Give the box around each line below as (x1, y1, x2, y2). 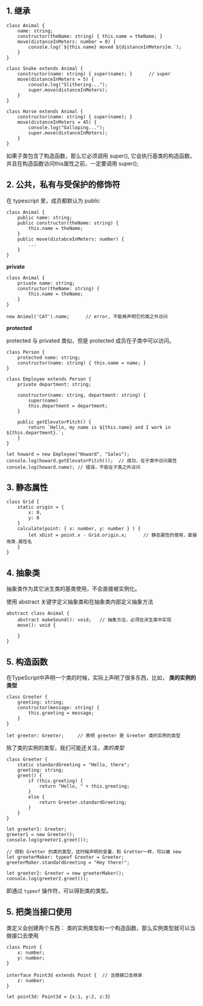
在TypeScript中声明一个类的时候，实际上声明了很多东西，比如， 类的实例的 (6, 674, 196, 682)
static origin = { (17, 504, 64, 510)
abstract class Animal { (6, 610, 70, 616)
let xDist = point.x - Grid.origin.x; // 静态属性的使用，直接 (28, 532, 197, 539)
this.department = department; (28, 402, 108, 409)
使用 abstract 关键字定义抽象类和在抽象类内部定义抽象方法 (6, 598, 153, 605)
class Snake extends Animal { (6, 65, 84, 72)
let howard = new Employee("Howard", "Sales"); (6, 451, 130, 457)
